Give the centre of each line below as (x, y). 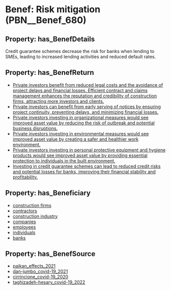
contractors (25, 210)
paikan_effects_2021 (34, 266)
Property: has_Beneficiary (48, 193)
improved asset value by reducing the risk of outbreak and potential (84, 123)
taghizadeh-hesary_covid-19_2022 (49, 282)
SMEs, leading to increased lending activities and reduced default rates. (81, 57)
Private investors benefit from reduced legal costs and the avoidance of (88, 85)
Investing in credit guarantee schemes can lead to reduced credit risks (87, 166)
